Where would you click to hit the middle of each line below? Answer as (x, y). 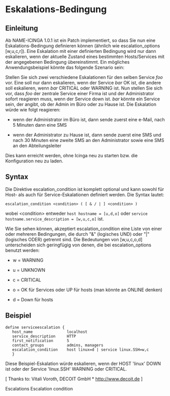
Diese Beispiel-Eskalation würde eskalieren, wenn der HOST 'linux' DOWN (83, 363)
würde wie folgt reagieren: (33, 110)
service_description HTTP (44, 336)
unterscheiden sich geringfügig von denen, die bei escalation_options (78, 245)
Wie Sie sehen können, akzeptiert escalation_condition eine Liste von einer (84, 229)
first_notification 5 (41, 341)
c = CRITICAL (27, 280)
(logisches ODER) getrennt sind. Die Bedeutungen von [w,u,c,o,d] (74, 239)
